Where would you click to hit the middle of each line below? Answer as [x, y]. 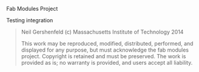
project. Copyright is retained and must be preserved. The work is [103, 56]
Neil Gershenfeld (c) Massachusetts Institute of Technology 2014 [102, 32]
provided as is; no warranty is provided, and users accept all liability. [107, 63]
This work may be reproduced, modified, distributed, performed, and [107, 43]
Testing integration [30, 20]
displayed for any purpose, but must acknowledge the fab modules [105, 50]
